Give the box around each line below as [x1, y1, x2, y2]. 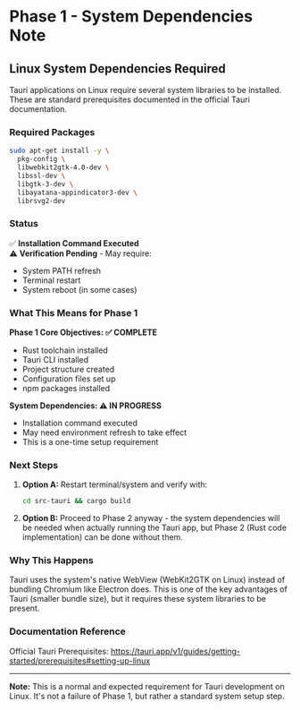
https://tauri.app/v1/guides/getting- [110, 646, 241, 656]
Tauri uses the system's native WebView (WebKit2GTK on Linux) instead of [9, 575, 286, 586]
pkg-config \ [17, 155, 66, 164]
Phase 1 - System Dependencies [9, 6, 253, 27]
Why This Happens [9, 554, 94, 567]
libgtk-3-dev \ [17, 179, 74, 189]
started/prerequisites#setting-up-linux [9, 655, 151, 666]
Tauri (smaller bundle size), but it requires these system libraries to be [9, 594, 266, 604]
